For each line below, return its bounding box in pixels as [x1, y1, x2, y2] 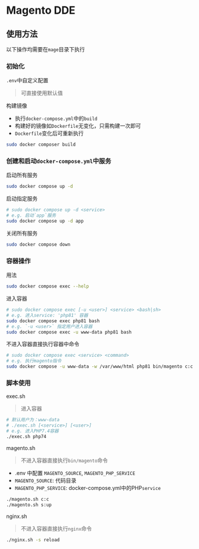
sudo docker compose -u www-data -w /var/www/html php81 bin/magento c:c [6, 363, 194, 370]
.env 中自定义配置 [6, 77, 49, 84]
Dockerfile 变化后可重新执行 [14, 129, 84, 137]
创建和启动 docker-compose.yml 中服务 [6, 157, 111, 165]
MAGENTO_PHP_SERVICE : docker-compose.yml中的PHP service [14, 484, 161, 491]
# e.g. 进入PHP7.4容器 [6, 428, 59, 434]
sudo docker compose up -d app [6, 218, 84, 224]
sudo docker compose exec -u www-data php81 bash [6, 329, 132, 335]
